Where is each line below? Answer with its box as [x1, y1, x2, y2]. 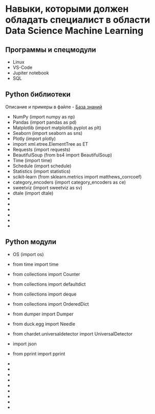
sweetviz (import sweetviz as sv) [12, 184, 83, 190]
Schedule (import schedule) [12, 163, 72, 169]
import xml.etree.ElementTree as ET [12, 141, 88, 147]
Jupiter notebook [12, 70, 50, 76]
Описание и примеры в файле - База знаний [5, 104, 102, 110]
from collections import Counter [12, 271, 80, 277]
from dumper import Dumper [12, 311, 74, 317]
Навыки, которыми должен [5, 3, 129, 15]
